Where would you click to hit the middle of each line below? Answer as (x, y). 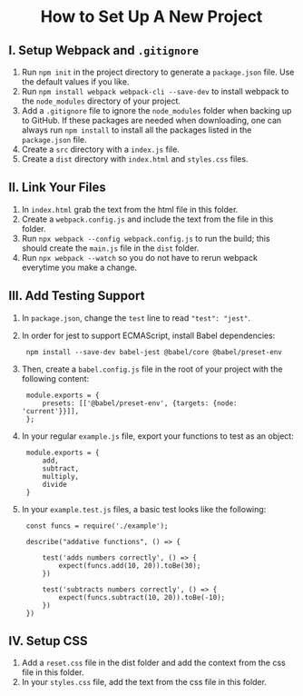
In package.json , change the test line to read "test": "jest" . (136, 318)
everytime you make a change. (79, 267)
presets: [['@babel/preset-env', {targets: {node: (140, 403)
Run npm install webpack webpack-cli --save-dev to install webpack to (155, 91)
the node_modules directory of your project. (101, 101)
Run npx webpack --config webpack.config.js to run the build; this (146, 238)
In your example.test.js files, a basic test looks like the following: (144, 509)
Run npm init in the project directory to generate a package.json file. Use (158, 72)
